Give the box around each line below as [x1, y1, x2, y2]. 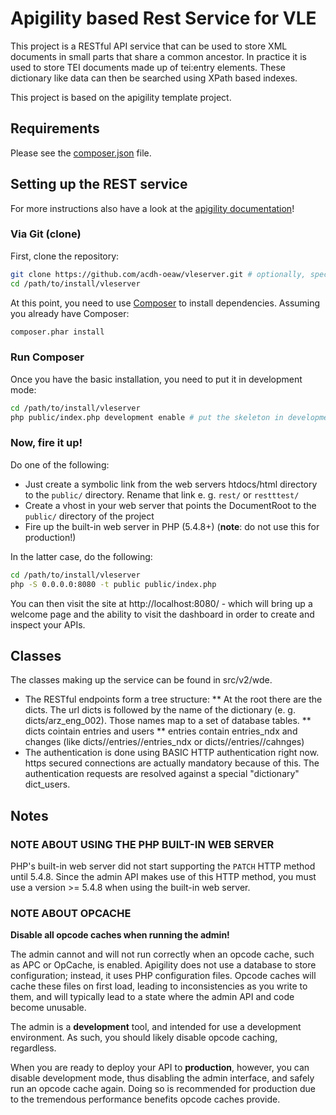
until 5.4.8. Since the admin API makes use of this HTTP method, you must [10, 871, 317, 883]
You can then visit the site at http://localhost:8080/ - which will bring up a [10, 597, 313, 609]
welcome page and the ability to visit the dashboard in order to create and [10, 608, 315, 620]
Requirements [10, 120, 100, 137]
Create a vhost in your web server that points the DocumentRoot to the [24, 499, 317, 511]
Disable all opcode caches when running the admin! [10, 929, 230, 941]
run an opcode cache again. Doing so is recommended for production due [10, 1083, 316, 1095]
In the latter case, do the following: [10, 550, 153, 562]
